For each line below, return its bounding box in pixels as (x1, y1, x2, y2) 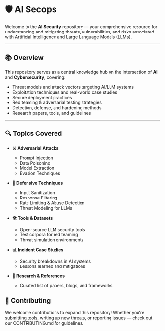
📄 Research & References (12, 273, 65, 279)
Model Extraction (19, 165, 55, 171)
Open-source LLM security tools (19, 226, 85, 232)
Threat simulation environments (19, 237, 84, 243)
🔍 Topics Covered (5, 130, 62, 138)
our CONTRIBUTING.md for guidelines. (5, 320, 84, 326)
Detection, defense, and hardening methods (12, 104, 102, 111)
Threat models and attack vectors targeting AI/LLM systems (12, 84, 134, 90)
